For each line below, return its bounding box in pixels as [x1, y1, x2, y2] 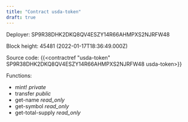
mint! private [14, 83, 47, 90]
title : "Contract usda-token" [6, 8, 82, 15]
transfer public [14, 90, 51, 97]
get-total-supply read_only [14, 109, 81, 116]
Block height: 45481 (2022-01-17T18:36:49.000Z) [6, 42, 128, 50]
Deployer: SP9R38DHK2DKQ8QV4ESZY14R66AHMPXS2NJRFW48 [6, 30, 170, 38]
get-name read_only [14, 96, 65, 103]
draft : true [6, 14, 36, 20]
